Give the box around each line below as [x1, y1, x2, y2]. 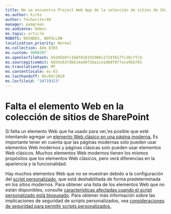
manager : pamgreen [5, 21, 44, 27]
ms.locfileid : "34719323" [5, 78, 60, 84]
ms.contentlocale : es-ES [5, 69, 58, 74]
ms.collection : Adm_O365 [5, 45, 58, 50]
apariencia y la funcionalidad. [5, 160, 67, 167]
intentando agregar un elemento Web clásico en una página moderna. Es [5, 133, 158, 140]
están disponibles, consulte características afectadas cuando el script [5, 186, 152, 193]
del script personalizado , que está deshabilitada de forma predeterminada [5, 176, 161, 182]
